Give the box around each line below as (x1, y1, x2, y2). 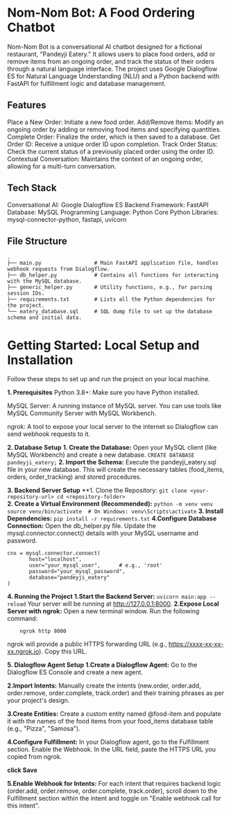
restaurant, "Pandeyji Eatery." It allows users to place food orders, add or (7, 50, 216, 58)
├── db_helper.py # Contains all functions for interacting (7, 272, 219, 279)
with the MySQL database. (7, 278, 82, 285)
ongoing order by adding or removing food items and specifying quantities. (7, 125, 222, 133)
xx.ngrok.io (7, 647, 40, 656)
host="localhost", (28, 556, 82, 563)
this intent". (7, 802, 40, 810)
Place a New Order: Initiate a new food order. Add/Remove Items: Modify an (7, 118, 224, 126)
